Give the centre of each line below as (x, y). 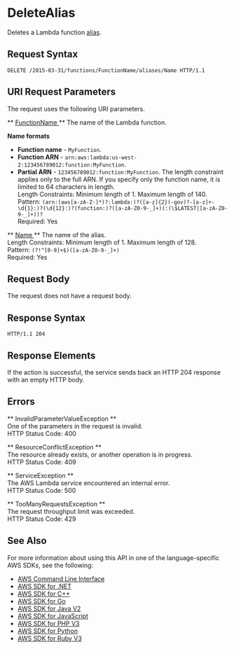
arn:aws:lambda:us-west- (101, 158)
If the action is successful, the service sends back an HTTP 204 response (114, 372)
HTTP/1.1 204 (26, 334)
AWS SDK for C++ (43, 594)
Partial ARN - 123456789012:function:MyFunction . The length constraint (121, 172)
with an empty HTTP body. (46, 380)
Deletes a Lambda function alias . (54, 32)
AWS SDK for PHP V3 (48, 623)
